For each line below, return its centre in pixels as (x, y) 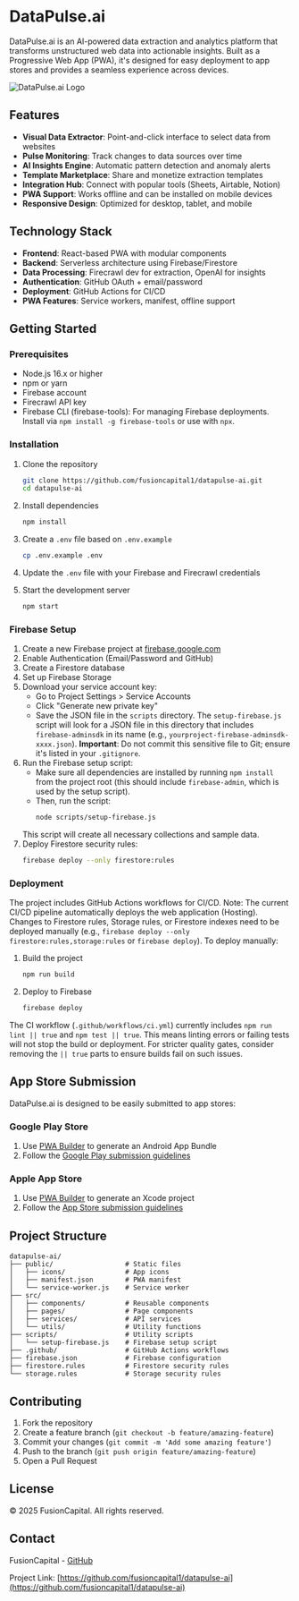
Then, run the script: (73, 801)
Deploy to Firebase (57, 992)
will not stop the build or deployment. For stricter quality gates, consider (142, 1044)
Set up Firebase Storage (66, 677)
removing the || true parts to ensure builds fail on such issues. (126, 1054)
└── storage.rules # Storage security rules (115, 1374)
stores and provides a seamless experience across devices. (119, 70)
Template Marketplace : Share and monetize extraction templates (142, 175)
